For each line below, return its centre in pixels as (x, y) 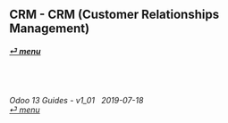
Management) (50, 29)
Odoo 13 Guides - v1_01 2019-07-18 (76, 100)
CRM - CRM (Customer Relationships (114, 15)
